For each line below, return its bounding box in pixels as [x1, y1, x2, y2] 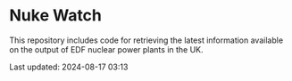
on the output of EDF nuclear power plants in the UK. [9, 44, 204, 54]
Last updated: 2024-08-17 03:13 [9, 61, 129, 72]
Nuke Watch [9, 5, 103, 26]
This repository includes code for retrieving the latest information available [9, 35, 284, 45]
